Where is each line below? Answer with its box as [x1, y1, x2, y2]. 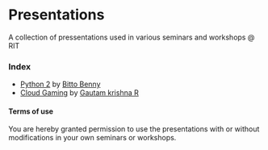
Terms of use [8, 106, 54, 116]
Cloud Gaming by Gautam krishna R [19, 88, 139, 98]
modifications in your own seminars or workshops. [8, 133, 177, 143]
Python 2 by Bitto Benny [19, 79, 101, 90]
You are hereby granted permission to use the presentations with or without [8, 124, 260, 134]
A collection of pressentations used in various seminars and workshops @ [8, 32, 255, 42]
